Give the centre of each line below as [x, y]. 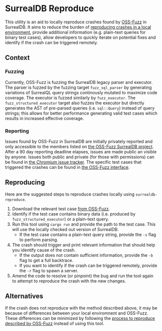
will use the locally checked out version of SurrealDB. [65, 229]
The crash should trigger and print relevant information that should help [83, 245]
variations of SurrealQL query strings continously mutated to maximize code [81, 92]
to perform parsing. [39, 240]
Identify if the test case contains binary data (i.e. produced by [74, 214]
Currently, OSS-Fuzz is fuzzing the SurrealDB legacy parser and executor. [79, 82]
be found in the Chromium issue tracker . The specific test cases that [73, 162]
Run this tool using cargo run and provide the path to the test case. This [84, 224]
